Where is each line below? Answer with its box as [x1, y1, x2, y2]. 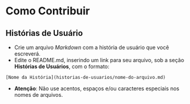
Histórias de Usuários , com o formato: [14, 63, 110, 70]
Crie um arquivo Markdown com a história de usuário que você [14, 44, 169, 51]
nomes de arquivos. [14, 91, 63, 98]
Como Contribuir [5, 4, 90, 18]
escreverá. [14, 50, 41, 57]
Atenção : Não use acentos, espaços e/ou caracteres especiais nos [14, 85, 180, 92]
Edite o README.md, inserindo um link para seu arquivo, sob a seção [14, 57, 185, 63]
